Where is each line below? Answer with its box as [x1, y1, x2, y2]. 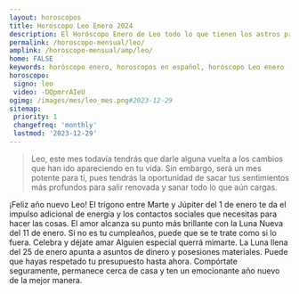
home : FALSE [9, 54, 53, 63]
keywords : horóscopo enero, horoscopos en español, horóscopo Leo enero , [9, 63, 293, 72]
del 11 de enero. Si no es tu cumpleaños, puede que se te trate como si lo [9, 227, 278, 238]
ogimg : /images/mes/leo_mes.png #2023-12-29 [9, 95, 174, 105]
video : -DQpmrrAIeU [12, 87, 86, 96]
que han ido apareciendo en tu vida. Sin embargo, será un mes [30, 162, 263, 174]
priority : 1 [12, 112, 58, 121]
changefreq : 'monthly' [12, 121, 98, 130]
